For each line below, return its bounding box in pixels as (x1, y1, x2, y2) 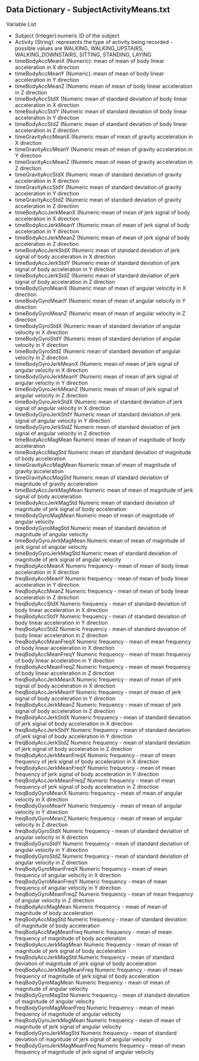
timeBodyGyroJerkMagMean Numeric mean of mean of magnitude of (14, 537, 185, 544)
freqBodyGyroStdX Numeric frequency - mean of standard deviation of (14, 827, 189, 834)
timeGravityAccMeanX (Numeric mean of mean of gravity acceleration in (14, 133, 193, 140)
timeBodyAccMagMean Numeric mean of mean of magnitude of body (14, 436, 186, 443)
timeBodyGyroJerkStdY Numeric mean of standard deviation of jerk (14, 410, 181, 418)
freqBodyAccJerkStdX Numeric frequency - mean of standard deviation (14, 713, 191, 721)
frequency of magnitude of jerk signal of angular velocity (14, 1048, 154, 1055)
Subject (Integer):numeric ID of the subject (14, 32, 120, 39)
